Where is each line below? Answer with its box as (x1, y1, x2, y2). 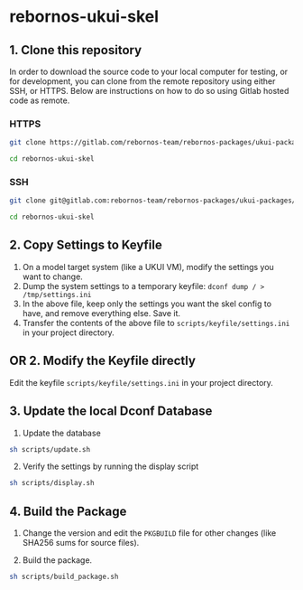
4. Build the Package (9, 503, 127, 519)
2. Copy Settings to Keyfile (9, 238, 162, 253)
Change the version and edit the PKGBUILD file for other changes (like (22, 528, 277, 538)
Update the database (22, 427, 101, 438)
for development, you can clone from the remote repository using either (9, 76, 276, 87)
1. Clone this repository (9, 42, 142, 58)
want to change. (22, 271, 83, 282)
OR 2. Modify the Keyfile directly (9, 353, 197, 369)
